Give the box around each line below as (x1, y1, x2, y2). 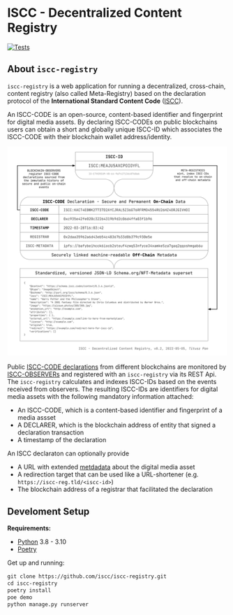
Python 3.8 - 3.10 (17, 537, 66, 546)
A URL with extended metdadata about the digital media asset (17, 463, 195, 472)
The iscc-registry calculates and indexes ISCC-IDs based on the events (7, 378, 217, 386)
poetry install (7, 586, 52, 594)
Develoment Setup (7, 505, 90, 517)
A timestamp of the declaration (17, 436, 107, 444)
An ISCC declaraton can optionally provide (7, 449, 130, 458)
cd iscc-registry (7, 579, 58, 587)
